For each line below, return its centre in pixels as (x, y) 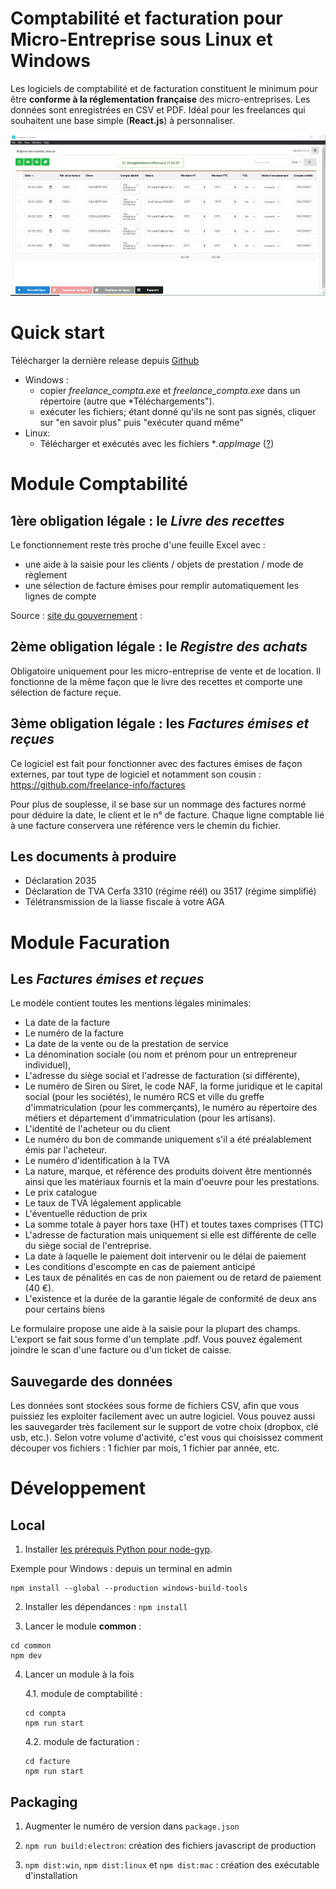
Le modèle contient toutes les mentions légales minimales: (131, 1003)
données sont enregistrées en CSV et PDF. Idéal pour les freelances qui (158, 109)
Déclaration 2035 (60, 881)
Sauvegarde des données (91, 1381)
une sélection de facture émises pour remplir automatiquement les (162, 586)
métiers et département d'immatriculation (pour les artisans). (150, 1118)
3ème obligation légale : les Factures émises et (160, 723)
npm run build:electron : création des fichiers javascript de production (170, 1846)
